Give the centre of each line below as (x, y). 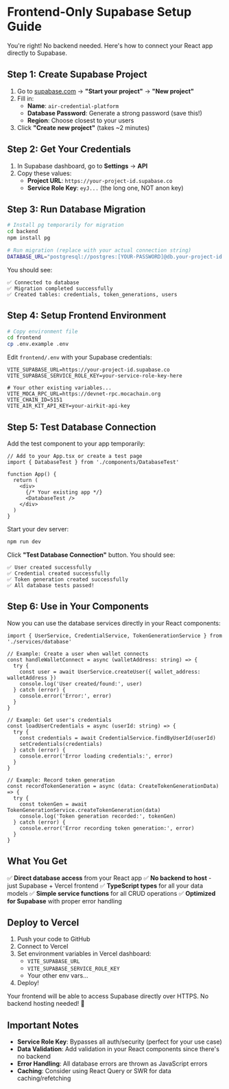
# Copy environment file (43, 331)
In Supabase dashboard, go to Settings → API (82, 166)
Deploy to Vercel (43, 922)
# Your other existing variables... (59, 388)
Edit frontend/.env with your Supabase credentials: (80, 357)
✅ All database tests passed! (51, 585)
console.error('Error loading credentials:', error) (96, 756)
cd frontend (24, 338)
